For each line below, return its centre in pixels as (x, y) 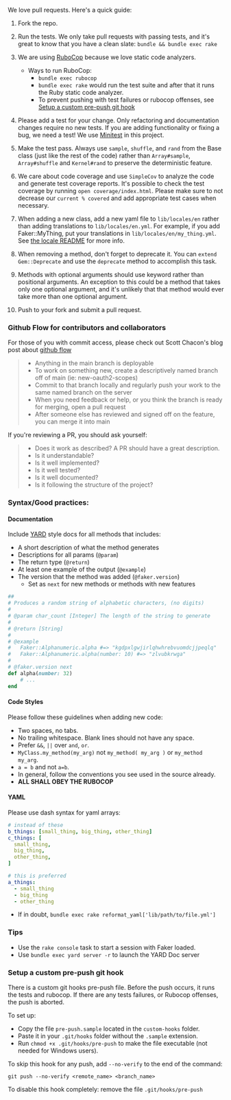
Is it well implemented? (67, 463)
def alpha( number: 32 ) (40, 673)
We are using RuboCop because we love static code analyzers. (107, 57)
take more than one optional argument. (73, 296)
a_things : (22, 882)
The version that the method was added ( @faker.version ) (99, 577)
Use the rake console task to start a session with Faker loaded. (107, 947)
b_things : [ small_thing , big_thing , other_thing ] (80, 831)
